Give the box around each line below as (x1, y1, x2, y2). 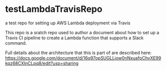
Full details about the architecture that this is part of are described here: (5, 50, 152, 56)
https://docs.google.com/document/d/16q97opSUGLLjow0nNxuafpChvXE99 (5, 55, 162, 61)
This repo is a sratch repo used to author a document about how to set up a (5, 29, 160, 35)
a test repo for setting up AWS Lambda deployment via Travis (5, 20, 130, 26)
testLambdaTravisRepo (5, 3, 103, 15)
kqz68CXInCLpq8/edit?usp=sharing (5, 60, 79, 66)
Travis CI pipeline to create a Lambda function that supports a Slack (5, 35, 144, 41)
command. (5, 40, 27, 46)
